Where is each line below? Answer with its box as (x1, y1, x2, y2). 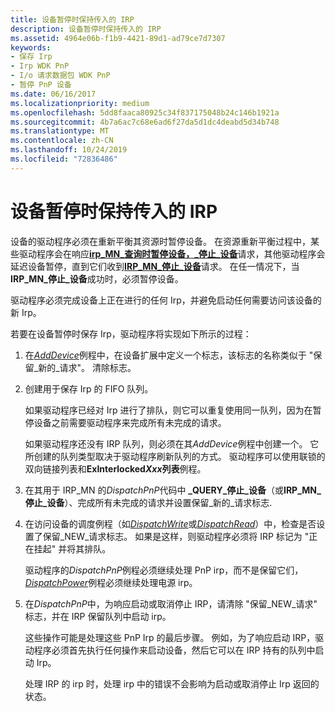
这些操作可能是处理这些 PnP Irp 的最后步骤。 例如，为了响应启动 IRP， (24, 631, 316, 643)
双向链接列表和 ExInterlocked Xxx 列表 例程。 (24, 462, 207, 475)
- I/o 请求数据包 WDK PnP (10, 71, 111, 81)
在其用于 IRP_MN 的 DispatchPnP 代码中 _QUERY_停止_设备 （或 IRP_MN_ (24, 484, 322, 496)
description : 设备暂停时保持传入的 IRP (10, 24, 162, 34)
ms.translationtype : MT (10, 126, 110, 136)
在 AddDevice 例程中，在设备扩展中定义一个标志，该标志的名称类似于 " (24, 349, 314, 361)
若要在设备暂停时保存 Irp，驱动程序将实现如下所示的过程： (10, 327, 252, 340)
